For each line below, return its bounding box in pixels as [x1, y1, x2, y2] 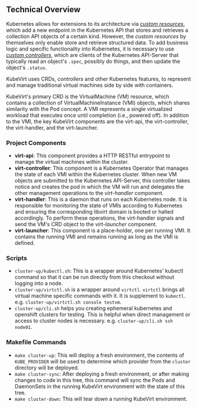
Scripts [6, 254, 28, 262]
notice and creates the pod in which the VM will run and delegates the [14, 183, 184, 190]
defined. [14, 240, 35, 247]
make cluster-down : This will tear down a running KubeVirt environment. [14, 395, 188, 402]
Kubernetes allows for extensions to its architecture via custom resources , [6, 20, 185, 27]
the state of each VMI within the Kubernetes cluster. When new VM [14, 171, 177, 178]
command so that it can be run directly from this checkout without [14, 274, 175, 281]
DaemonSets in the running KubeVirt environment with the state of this [14, 383, 185, 390]
